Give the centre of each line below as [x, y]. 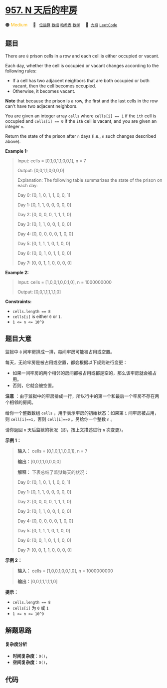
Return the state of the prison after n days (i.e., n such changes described [81, 136]
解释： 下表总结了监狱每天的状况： [53, 472]
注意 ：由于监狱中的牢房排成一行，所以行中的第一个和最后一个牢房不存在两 [82, 396]
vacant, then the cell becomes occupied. [54, 86]
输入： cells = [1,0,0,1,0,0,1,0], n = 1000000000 [65, 571]
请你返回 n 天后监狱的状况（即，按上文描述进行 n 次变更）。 [66, 429]
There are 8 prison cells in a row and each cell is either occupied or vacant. [82, 56]
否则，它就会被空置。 [34, 385]
